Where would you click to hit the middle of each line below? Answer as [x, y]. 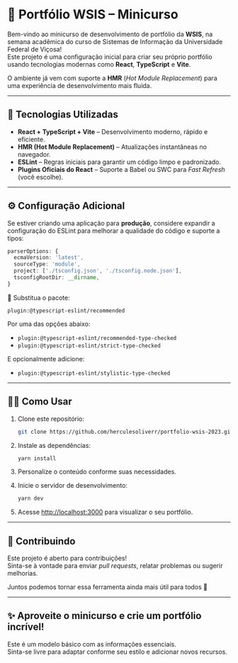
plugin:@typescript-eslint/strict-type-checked [89, 346]
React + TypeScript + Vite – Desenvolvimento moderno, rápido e [113, 131]
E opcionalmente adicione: [46, 358]
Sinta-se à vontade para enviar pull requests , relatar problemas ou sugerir [115, 566]
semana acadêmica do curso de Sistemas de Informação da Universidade [115, 41]
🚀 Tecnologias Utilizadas [63, 115]
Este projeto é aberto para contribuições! [67, 558]
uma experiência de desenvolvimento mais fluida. [80, 85]
